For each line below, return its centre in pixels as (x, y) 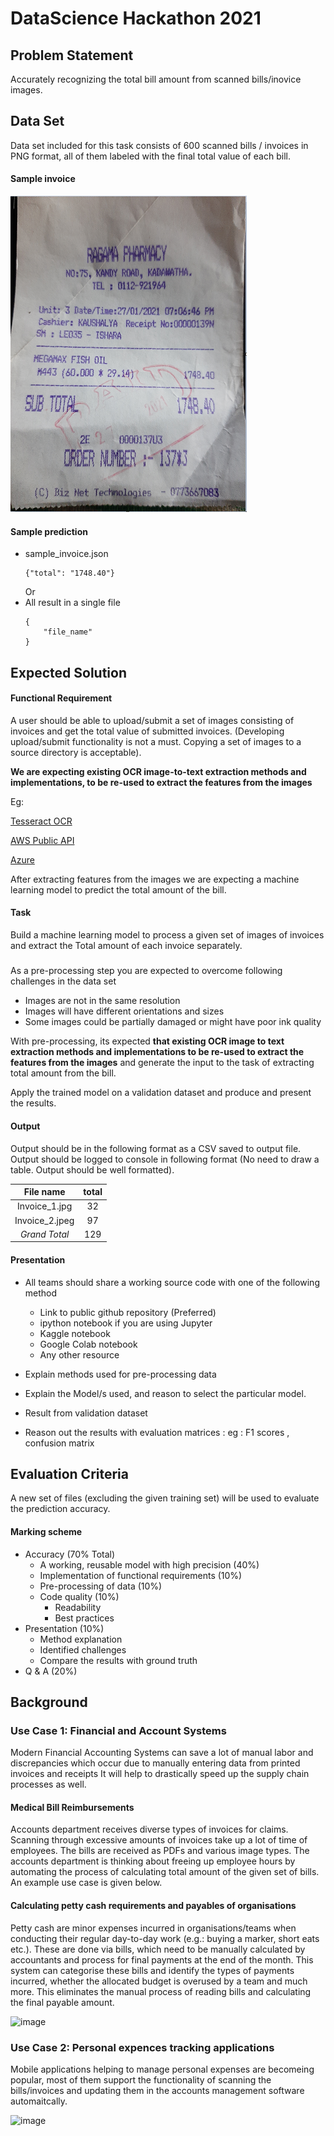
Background (49, 1702)
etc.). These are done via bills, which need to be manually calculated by (158, 1949)
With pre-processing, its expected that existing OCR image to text (147, 1041)
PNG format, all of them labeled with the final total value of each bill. (150, 156)
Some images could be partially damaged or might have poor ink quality (173, 1022)
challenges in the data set (63, 981)
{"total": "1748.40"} (69, 573)
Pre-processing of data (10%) (101, 1586)
